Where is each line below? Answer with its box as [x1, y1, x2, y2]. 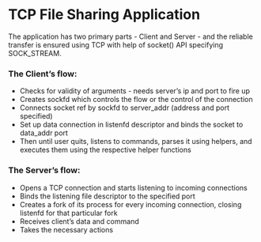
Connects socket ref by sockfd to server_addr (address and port [19, 103, 230, 112]
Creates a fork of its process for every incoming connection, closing [19, 199, 242, 209]
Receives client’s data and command [19, 216, 140, 226]
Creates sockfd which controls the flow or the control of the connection [19, 95, 253, 104]
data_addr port [19, 128, 69, 138]
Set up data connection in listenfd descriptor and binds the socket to [19, 120, 244, 130]
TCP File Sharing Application [8, 6, 200, 24]
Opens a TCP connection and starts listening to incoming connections [19, 183, 248, 192]
